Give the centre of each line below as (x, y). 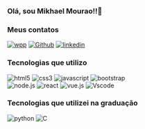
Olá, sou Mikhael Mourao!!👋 (55, 11)
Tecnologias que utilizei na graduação (72, 103)
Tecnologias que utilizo (47, 63)
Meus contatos (33, 29)
